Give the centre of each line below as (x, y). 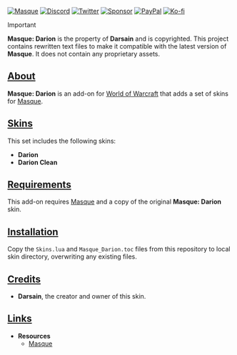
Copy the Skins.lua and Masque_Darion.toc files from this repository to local (119, 249)
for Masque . (25, 101)
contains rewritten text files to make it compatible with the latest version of (117, 46)
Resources (34, 336)
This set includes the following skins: (62, 141)
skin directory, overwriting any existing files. (72, 256)
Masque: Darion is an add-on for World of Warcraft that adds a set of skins (118, 94)
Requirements (39, 185)
